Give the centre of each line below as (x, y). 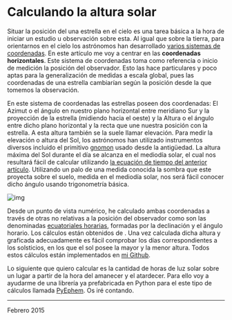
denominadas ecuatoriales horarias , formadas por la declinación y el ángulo (115, 225)
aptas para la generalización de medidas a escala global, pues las (101, 75)
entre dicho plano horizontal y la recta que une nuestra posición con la (108, 125)
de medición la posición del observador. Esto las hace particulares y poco (112, 68)
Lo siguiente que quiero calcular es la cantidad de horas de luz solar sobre (113, 268)
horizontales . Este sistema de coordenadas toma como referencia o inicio (113, 60)
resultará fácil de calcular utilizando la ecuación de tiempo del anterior (107, 162)
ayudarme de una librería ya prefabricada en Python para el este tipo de (109, 283)
